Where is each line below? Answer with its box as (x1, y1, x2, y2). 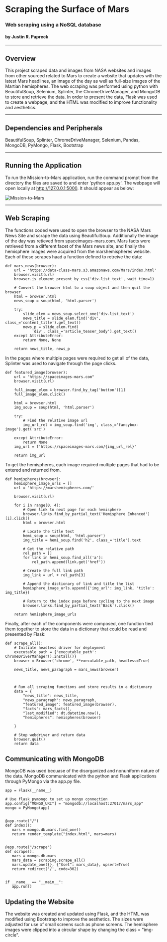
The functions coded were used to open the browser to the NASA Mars (5, 227, 151, 233)
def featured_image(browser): (5, 370, 68, 375)
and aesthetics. (5, 105, 37, 111)
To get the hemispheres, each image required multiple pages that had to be (5, 461, 160, 467)
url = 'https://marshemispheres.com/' (14, 485, 94, 490)
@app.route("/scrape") (5, 845, 52, 850)
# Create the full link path (23, 568, 83, 573)
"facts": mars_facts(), (23, 706, 72, 711)
